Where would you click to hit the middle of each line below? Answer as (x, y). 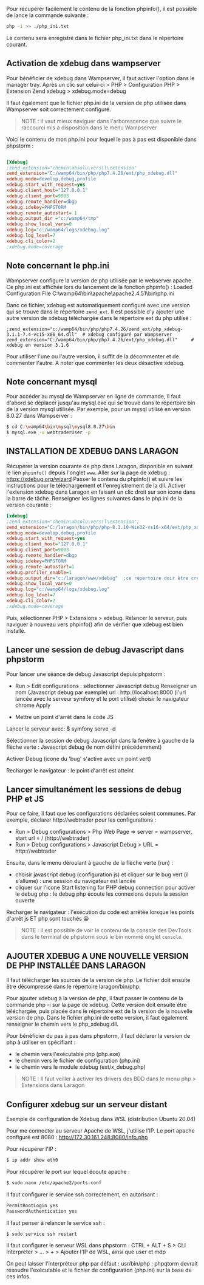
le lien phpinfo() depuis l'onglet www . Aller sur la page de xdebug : (88, 472)
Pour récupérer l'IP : (31, 1149)
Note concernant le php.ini (58, 266)
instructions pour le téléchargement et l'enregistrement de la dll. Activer (96, 485)
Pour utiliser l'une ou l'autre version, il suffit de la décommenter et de (93, 356)
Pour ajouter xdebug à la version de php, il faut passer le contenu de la (95, 998)
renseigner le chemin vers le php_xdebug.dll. (63, 1024)
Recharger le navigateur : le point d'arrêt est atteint (70, 770)
